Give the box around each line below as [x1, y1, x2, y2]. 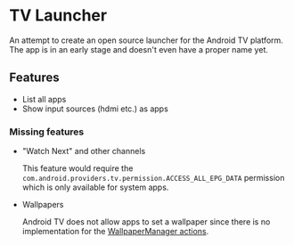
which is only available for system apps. [21, 182, 169, 192]
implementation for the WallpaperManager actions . [21, 226, 209, 237]
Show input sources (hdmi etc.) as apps [21, 103, 169, 114]
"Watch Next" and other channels [21, 146, 146, 157]
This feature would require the [21, 163, 134, 174]
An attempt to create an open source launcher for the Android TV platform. [9, 35, 283, 45]
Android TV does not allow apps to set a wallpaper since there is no [21, 216, 271, 227]
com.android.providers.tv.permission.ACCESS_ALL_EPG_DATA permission [21, 173, 285, 184]
